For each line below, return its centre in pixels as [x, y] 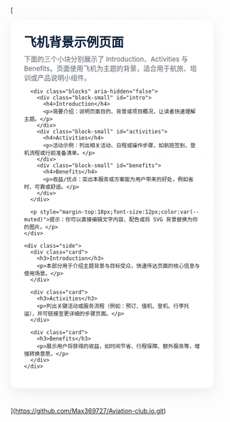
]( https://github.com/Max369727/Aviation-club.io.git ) [89, 411]
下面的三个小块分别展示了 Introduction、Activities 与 [106, 59]
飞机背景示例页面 [74, 42]
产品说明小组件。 [64, 78]
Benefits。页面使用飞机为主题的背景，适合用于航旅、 [107, 69]
